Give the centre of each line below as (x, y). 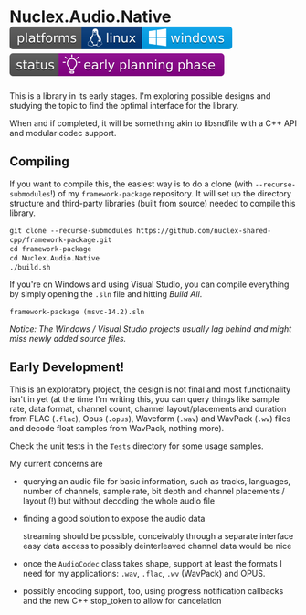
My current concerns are (56, 463)
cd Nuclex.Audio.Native (55, 258)
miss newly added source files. (68, 338)
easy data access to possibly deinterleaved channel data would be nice (157, 546)
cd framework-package (51, 249)
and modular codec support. (63, 133)
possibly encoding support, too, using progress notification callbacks (153, 590)
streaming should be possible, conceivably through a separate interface (158, 535)
